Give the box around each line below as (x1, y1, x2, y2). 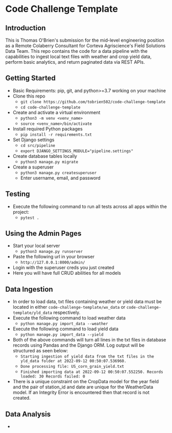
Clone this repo (12, 93, 45, 99)
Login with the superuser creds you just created (12, 265, 114, 271)
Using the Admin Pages (5, 229, 82, 238)
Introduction (5, 24, 46, 32)
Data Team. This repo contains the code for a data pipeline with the (5, 48, 148, 54)
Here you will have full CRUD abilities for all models (12, 270, 121, 276)
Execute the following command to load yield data (12, 326, 119, 332)
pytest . (20, 215, 40, 220)
